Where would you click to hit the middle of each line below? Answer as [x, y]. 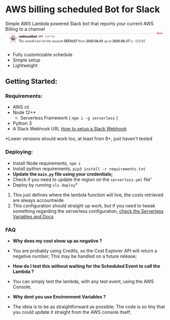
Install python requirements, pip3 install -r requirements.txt [79, 168]
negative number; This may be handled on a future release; [75, 256]
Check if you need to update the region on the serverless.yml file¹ [82, 179]
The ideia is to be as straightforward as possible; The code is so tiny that [89, 307]
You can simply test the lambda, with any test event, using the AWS [83, 282]
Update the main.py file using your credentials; [63, 174]
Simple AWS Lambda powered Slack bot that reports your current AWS [79, 24]
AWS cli [21, 107]
